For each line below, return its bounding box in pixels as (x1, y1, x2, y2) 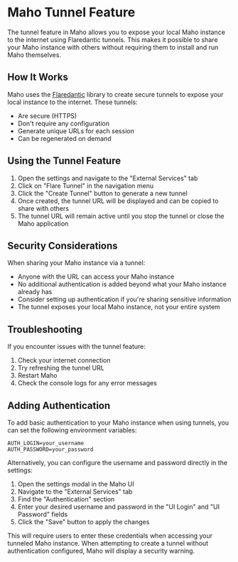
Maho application (17, 219, 69, 228)
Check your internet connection (17, 356, 111, 365)
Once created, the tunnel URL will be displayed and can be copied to (17, 197, 219, 205)
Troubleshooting (7, 323, 83, 335)
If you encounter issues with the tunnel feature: (7, 343, 146, 351)
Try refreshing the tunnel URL (17, 364, 104, 373)
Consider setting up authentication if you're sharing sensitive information (17, 295, 232, 303)
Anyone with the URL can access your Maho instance (17, 272, 175, 281)
